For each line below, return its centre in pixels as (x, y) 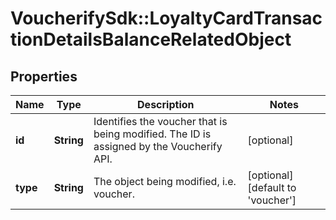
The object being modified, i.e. (165, 181)
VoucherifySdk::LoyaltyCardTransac (166, 18)
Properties (44, 76)
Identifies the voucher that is (160, 121)
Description (166, 104)
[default (266, 187)
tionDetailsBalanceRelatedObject (151, 39)
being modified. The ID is (152, 134)
